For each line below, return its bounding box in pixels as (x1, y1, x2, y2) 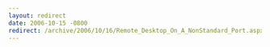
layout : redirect (8, 11, 67, 20)
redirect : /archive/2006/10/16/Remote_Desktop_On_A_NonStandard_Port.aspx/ (8, 26, 268, 34)
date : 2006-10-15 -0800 (8, 19, 88, 27)
